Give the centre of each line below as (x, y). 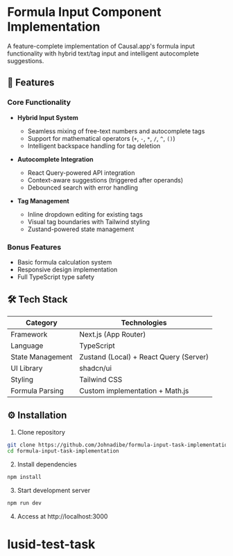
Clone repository (41, 432)
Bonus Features (34, 247)
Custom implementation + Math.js (134, 391)
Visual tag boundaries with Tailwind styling (89, 221)
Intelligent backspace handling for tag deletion (94, 146)
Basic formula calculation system (64, 262)
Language (27, 346)
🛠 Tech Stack (37, 300)
